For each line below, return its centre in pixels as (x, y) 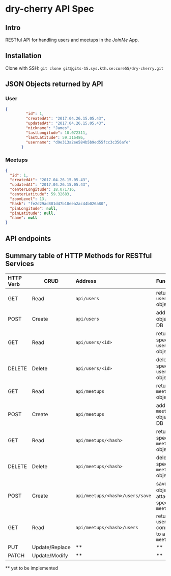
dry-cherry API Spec (50, 9)
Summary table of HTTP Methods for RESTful (79, 256)
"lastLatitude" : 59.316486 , (55, 137)
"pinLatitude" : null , (33, 213)
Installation (23, 56)
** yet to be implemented (32, 568)
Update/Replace (51, 548)
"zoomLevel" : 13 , (28, 199)
